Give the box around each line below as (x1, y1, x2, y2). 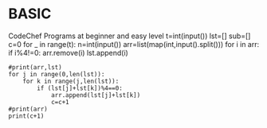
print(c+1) (8, 112, 45, 120)
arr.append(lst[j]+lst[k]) (50, 91, 141, 99)
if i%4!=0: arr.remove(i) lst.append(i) (8, 48, 129, 57)
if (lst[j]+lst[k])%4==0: (37, 84, 124, 92)
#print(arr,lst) (8, 63, 62, 72)
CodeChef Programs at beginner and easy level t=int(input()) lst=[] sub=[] (8, 31, 251, 41)
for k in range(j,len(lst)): (22, 77, 120, 85)
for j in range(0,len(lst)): (8, 70, 105, 78)
